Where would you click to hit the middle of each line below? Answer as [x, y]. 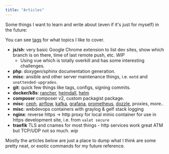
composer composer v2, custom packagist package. [68, 98]
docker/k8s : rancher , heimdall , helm [51, 93]
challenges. [32, 66]
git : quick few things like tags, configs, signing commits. [72, 87]
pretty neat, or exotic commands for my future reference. [65, 146]
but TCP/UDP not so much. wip [45, 131]
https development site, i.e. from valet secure [61, 119]
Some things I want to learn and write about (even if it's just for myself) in [82, 24]
